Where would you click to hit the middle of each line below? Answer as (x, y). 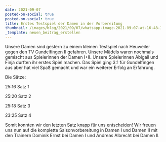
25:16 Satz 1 (17, 87)
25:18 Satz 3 (18, 106)
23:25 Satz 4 (18, 115)
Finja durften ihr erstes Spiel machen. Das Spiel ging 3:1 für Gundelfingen (80, 62)
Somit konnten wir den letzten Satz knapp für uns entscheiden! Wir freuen (81, 125)
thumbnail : (16, 28)
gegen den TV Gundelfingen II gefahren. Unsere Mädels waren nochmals (80, 52)
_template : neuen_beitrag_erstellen (43, 33)
